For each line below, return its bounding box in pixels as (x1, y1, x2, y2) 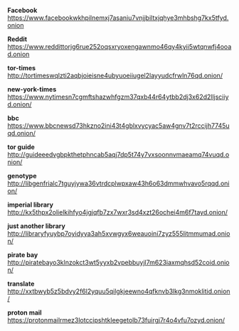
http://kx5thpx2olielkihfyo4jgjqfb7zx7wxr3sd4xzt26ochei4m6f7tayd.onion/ (7, 208, 228, 216)
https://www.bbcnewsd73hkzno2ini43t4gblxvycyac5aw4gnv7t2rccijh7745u (7, 121, 230, 130)
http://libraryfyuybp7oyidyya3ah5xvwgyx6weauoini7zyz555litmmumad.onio (7, 229, 230, 237)
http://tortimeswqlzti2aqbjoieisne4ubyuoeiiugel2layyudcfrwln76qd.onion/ (7, 71, 223, 80)
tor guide (7, 143, 36, 151)
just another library (7, 222, 65, 230)
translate (7, 280, 35, 288)
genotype (7, 172, 37, 180)
